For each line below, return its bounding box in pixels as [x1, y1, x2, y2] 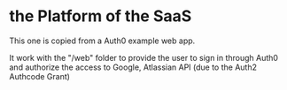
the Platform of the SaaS [9, 6, 192, 26]
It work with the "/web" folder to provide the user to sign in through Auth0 [9, 52, 279, 63]
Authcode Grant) [9, 71, 71, 81]
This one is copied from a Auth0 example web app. [9, 35, 196, 46]
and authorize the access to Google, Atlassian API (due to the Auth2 [9, 62, 257, 72]
